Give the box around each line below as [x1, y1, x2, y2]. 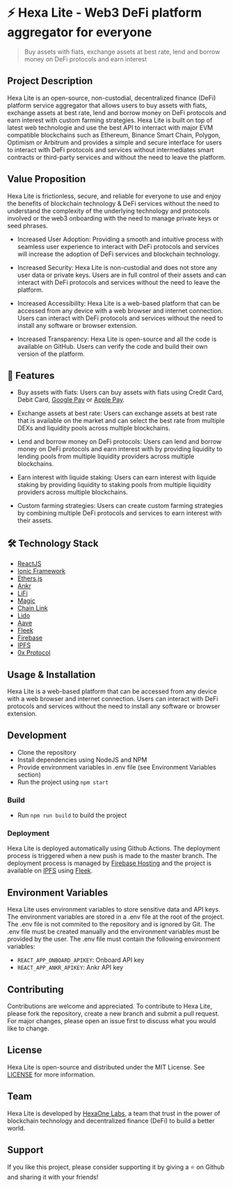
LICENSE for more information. [7, 1070, 95, 1078]
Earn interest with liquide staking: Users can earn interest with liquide [17, 473, 216, 481]
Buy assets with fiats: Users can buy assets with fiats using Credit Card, [17, 388, 224, 397]
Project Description [7, 75, 93, 87]
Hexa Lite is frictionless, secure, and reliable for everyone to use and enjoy [7, 192, 221, 200]
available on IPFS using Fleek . [7, 866, 93, 875]
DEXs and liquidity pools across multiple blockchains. [17, 424, 170, 433]
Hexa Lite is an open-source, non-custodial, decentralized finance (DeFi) [7, 93, 216, 102]
